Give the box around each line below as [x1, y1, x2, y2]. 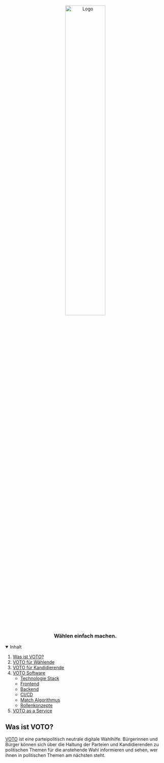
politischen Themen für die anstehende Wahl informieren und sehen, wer [5, 747, 158, 753]
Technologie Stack [20, 676, 59, 682]
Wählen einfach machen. [54, 632, 117, 639]
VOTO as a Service [12, 708, 52, 714]
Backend [20, 686, 39, 692]
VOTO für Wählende [12, 659, 55, 665]
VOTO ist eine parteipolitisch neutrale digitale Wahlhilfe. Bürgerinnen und [5, 736, 158, 742]
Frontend [20, 681, 40, 687]
